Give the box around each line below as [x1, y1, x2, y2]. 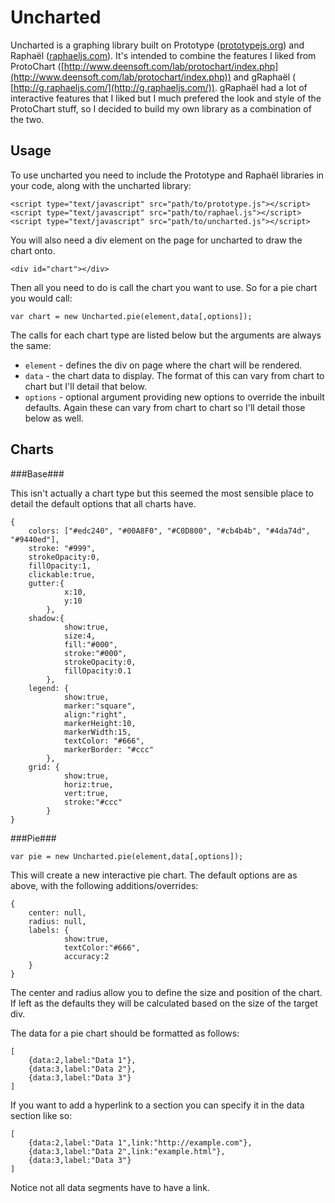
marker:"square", [63, 701, 137, 711]
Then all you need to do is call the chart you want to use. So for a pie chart [10, 281, 318, 293]
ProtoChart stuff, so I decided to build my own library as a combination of [10, 102, 312, 115]
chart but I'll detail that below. [24, 380, 147, 392]
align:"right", [63, 709, 128, 720]
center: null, [28, 907, 87, 918]
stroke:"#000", [63, 648, 128, 658]
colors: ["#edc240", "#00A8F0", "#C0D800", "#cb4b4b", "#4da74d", [28, 526, 311, 536]
